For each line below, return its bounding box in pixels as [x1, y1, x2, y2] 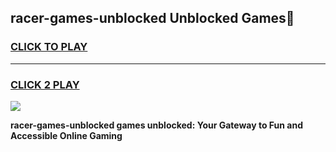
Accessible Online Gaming [10, 129, 123, 141]
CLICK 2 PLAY [10, 77, 80, 91]
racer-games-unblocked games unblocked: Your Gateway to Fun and [10, 119, 304, 131]
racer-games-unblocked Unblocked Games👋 [10, 10, 295, 27]
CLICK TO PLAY [10, 40, 88, 54]
